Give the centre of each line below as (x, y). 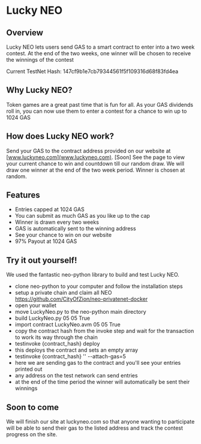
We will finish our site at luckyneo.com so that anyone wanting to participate (100, 422)
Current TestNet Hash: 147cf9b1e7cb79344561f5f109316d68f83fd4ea (92, 71)
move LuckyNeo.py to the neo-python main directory (80, 312)
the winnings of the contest (40, 60)
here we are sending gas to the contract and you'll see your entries (98, 363)
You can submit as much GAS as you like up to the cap (82, 216)
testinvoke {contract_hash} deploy (57, 344)
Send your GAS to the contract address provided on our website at (88, 151)
